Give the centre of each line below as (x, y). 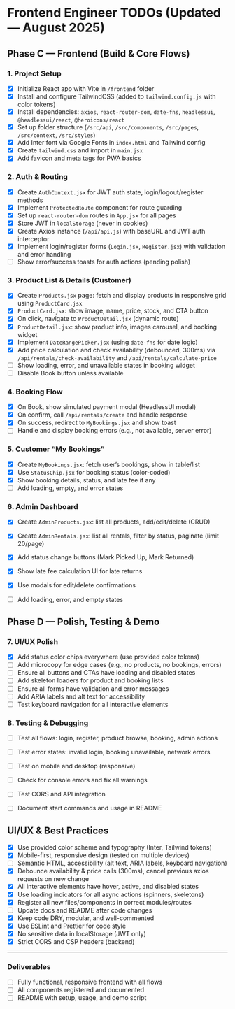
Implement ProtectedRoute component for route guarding (100, 207)
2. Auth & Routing (38, 177)
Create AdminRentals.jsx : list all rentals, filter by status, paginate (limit (118, 536)
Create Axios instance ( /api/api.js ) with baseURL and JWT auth (111, 231)
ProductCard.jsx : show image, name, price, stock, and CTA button (113, 311)
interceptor (33, 238)
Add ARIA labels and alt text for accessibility (81, 696)
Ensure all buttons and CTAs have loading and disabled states (106, 673)
